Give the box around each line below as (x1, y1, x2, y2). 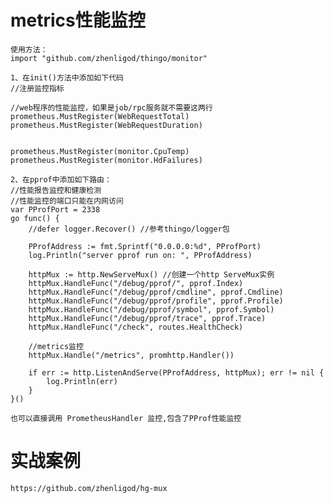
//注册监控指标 (10, 83, 65, 93)
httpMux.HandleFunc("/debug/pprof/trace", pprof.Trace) (28, 313, 267, 323)
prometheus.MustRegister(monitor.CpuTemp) (10, 146, 190, 156)
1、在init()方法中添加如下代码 (10, 72, 124, 83)
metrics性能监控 (10, 9, 146, 32)
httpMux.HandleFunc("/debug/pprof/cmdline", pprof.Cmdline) (28, 287, 284, 297)
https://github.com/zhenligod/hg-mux (10, 483, 168, 493)
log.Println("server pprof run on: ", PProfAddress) (28, 250, 253, 260)
